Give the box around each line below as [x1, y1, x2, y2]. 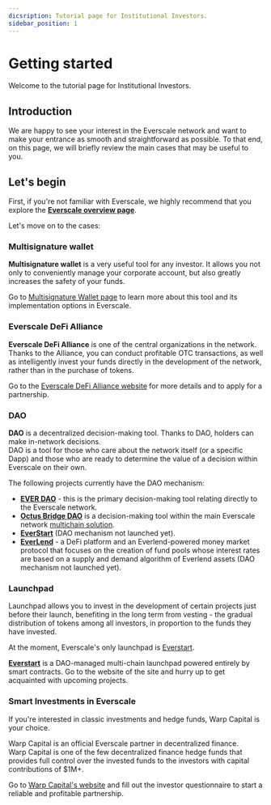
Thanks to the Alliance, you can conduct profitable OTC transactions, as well [8, 348, 264, 358]
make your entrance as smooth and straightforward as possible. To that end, [8, 134, 263, 144]
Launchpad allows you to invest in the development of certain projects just [8, 601, 256, 611]
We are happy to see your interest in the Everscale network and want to [8, 126, 247, 136]
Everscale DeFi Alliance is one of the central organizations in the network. [8, 339, 257, 349]
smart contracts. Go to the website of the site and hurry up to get [8, 667, 226, 676]
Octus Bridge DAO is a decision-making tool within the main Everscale [19, 511, 256, 520]
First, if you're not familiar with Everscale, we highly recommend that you [8, 197, 252, 206]
